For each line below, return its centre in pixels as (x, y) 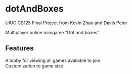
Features (19, 48)
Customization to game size (34, 65)
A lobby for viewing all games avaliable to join (53, 60)
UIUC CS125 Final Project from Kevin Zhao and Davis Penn (66, 23)
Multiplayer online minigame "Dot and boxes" (52, 32)
